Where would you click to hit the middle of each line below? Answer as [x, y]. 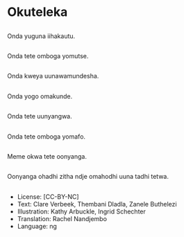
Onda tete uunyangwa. [40, 116]
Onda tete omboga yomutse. [48, 55]
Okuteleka [37, 12]
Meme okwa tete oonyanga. [47, 156]
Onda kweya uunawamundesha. [53, 76]
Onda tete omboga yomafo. [46, 137]
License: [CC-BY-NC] [48, 196]
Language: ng [37, 226]
